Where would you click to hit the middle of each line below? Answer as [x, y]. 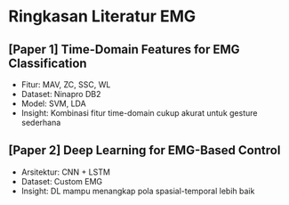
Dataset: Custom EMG [62, 181]
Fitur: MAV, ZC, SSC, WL [66, 85]
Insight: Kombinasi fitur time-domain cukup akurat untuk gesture [139, 113]
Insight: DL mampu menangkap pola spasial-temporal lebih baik [138, 191]
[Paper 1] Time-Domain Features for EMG [124, 49]
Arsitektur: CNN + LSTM [65, 172]
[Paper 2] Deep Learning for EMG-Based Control [144, 150]
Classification [48, 63]
